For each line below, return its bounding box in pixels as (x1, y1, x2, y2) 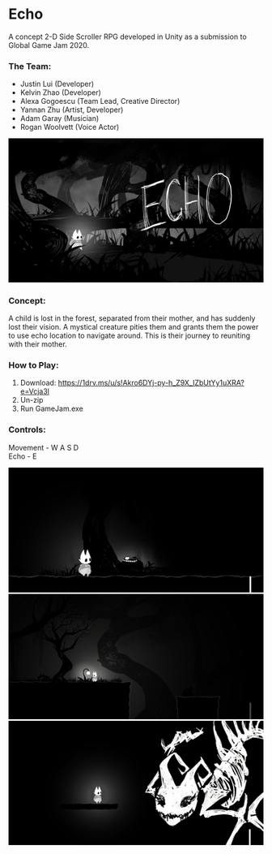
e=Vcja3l (19, 386, 50, 396)
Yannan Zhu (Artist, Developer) (19, 105, 124, 114)
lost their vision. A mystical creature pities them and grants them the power (8, 322, 259, 332)
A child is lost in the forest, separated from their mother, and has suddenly (8, 313, 256, 323)
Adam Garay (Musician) (19, 114, 100, 123)
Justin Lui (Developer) (19, 79, 95, 89)
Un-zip (19, 395, 44, 405)
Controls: (8, 424, 46, 435)
